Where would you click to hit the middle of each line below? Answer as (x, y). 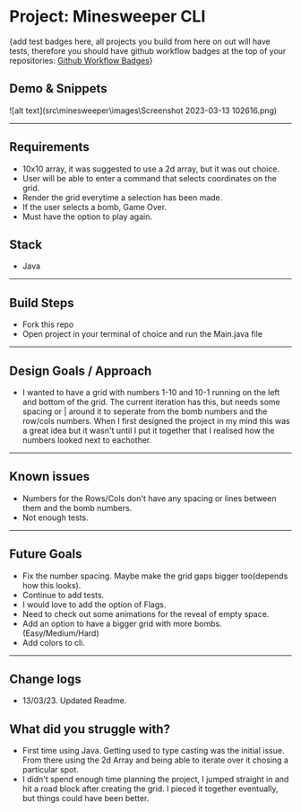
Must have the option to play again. (87, 216)
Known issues (50, 477)
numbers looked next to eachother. (87, 440)
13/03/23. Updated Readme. (74, 701)
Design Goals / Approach (81, 371)
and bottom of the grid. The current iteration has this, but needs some (151, 402)
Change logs (46, 680)
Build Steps (42, 303)
